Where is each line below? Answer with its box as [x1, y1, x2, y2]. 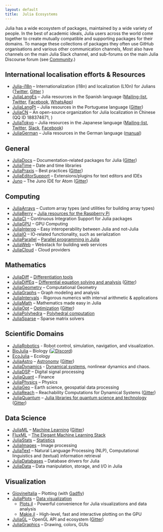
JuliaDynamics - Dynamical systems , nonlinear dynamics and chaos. [12, 363, 150, 369]
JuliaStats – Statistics [12, 437, 55, 443]
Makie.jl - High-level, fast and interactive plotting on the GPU [19, 511, 142, 517]
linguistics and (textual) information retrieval [12, 453, 101, 459]
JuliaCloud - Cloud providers [12, 246, 71, 252]
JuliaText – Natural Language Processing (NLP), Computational [12, 448, 139, 454]
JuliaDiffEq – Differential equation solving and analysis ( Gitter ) [12, 279, 137, 285]
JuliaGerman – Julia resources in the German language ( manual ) [12, 130, 142, 136]
